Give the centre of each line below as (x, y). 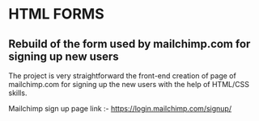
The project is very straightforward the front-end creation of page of (122, 76)
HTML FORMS (56, 14)
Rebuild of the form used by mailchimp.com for (129, 44)
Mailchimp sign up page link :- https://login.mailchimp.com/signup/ (120, 108)
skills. (18, 93)
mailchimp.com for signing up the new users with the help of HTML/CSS (129, 84)
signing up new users (64, 56)
